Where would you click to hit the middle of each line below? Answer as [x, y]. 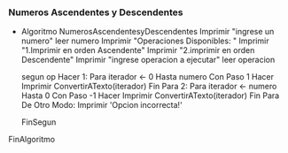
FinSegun [39, 122]
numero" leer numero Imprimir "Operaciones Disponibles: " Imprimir [145, 41]
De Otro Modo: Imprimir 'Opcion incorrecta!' [101, 105]
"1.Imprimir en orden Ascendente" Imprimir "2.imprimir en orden [138, 50]
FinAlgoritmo [31, 140]
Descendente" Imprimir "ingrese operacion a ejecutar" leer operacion [148, 60]
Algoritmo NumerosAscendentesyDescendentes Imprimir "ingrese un [148, 32]
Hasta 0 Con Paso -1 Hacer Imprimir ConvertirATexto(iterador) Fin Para [150, 96]
